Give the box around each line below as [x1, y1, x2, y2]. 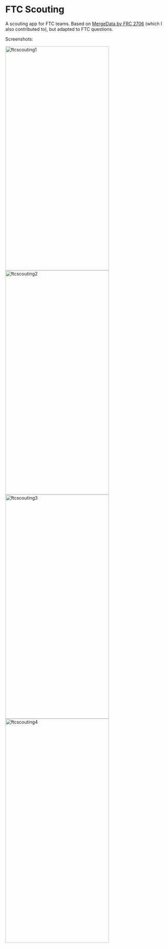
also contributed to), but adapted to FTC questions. [5, 26, 114, 32]
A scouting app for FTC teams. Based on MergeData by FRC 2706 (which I [5, 21, 162, 27]
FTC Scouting [5, 4, 65, 15]
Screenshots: [5, 36, 33, 42]
